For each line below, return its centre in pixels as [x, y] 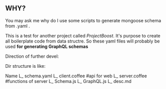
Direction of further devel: [32, 56]
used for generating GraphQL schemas [47, 46]
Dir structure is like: [25, 66]
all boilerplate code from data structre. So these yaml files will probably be [82, 41]
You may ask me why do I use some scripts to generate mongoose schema [83, 20]
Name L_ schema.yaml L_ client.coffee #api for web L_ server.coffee [76, 76]
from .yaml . [18, 26]
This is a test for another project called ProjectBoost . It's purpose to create [83, 35]
